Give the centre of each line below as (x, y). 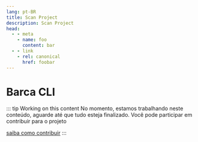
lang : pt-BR (21, 12)
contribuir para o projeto (36, 122)
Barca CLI (31, 92)
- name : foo (32, 40)
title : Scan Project (32, 17)
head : (13, 29)
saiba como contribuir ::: (36, 133)
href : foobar (39, 62)
